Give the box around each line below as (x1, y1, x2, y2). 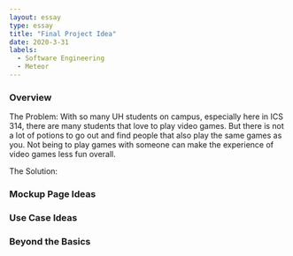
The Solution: (9, 166, 58, 177)
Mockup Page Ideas (9, 188, 96, 200)
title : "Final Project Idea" (9, 29, 117, 38)
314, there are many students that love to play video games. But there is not (9, 121, 285, 132)
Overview (9, 91, 52, 103)
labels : (9, 46, 38, 55)
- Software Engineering (17, 54, 104, 63)
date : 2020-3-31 (9, 37, 69, 47)
